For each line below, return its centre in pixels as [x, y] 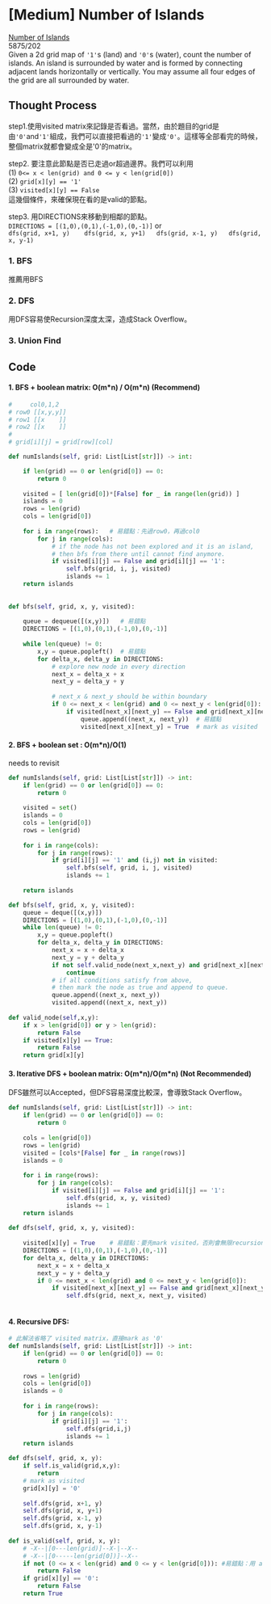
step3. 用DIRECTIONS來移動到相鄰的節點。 [80, 217]
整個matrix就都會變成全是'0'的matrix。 [73, 146]
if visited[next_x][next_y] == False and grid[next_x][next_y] [160, 1288]
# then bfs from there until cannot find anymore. [138, 554]
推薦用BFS [26, 280]
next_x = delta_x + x [88, 674]
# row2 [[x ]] [38, 427]
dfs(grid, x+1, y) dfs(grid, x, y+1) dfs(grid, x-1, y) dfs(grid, [135, 233]
